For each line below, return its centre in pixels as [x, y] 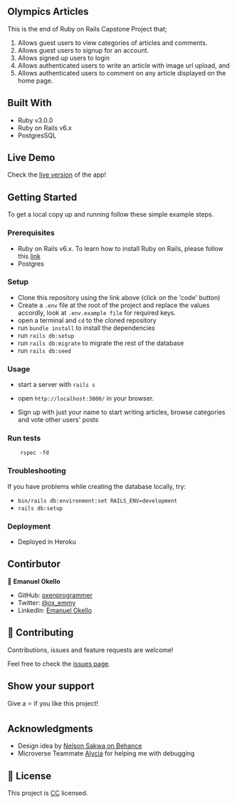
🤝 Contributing [41, 633]
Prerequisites [31, 233]
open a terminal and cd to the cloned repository [87, 320]
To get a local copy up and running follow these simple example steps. [111, 215]
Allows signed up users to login [64, 58]
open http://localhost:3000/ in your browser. [86, 398]
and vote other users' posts [58, 420]
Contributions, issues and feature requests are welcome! [90, 650]
